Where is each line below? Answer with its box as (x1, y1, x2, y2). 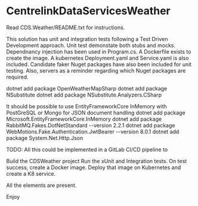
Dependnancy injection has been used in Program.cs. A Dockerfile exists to (6, 48, 191, 55)
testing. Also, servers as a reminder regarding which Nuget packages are (6, 67, 186, 74)
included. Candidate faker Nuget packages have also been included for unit (6, 61, 192, 68)
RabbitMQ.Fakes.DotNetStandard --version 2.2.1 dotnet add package (6, 121, 175, 129)
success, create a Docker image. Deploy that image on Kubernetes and (6, 164, 181, 171)
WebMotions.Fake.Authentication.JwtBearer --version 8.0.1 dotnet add (6, 128, 180, 135)
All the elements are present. (6, 182, 77, 189)
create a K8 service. (6, 170, 56, 177)
